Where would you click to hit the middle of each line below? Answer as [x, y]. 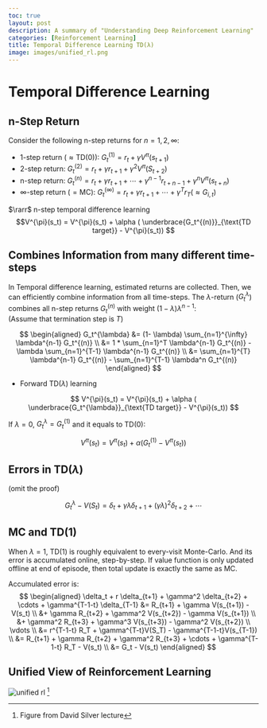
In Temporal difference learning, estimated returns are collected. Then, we [130, 286]
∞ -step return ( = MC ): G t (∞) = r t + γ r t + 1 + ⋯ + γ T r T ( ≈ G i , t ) [118, 193]
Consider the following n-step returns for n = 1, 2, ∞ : [94, 140]
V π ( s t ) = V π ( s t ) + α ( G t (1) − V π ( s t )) [133, 443]
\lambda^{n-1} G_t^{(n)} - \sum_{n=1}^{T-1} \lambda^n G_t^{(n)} [133, 360]
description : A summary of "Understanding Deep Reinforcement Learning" [131, 30]
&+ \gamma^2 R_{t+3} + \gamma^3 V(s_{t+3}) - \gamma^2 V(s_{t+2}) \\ [133, 621]
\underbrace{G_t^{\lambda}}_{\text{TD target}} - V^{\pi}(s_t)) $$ [133, 407]
